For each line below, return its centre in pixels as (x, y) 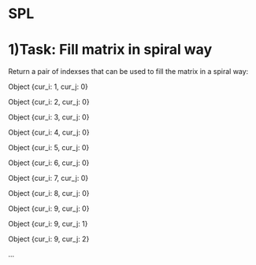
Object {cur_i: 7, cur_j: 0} (48, 179)
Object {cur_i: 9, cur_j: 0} (49, 208)
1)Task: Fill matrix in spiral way (110, 50)
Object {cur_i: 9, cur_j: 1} (48, 224)
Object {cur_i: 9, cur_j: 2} (49, 239)
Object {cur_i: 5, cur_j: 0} (49, 148)
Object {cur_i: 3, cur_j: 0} (49, 117)
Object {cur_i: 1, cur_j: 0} (48, 86)
